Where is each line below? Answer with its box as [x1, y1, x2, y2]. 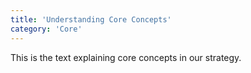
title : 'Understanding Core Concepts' [10, 14, 172, 25]
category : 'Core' [10, 24, 83, 34]
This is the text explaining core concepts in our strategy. [10, 51, 242, 63]
